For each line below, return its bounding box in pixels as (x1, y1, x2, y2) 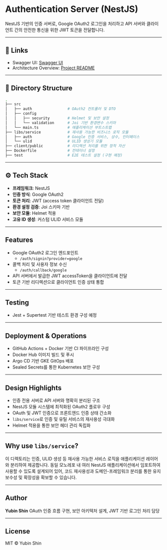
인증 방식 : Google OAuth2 (12, 191, 64, 197)
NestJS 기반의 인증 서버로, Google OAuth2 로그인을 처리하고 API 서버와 (5, 20, 146, 26)
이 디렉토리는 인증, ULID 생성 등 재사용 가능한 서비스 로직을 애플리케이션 (5, 455, 145, 462)
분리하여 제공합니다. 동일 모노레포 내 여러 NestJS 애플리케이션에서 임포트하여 (10, 462, 161, 468)
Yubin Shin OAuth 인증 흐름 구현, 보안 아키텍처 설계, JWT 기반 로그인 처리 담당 (5, 508, 160, 514)
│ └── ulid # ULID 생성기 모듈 (5, 139, 103, 144)
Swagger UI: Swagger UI (12, 59, 63, 65)
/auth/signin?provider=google (19, 256, 83, 261)
